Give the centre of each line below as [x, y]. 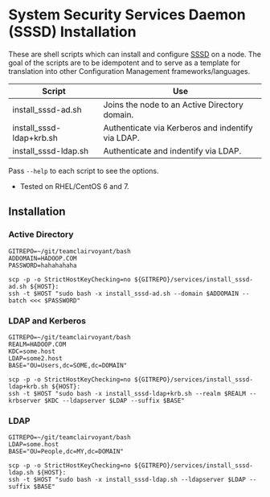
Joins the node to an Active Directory [173, 105]
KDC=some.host [32, 351]
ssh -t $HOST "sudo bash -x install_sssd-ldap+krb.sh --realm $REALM [127, 393]
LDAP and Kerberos [47, 321]
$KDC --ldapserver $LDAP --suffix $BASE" [114, 400]
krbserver [25, 400]
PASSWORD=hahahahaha [43, 265]
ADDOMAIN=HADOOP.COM [43, 258]
